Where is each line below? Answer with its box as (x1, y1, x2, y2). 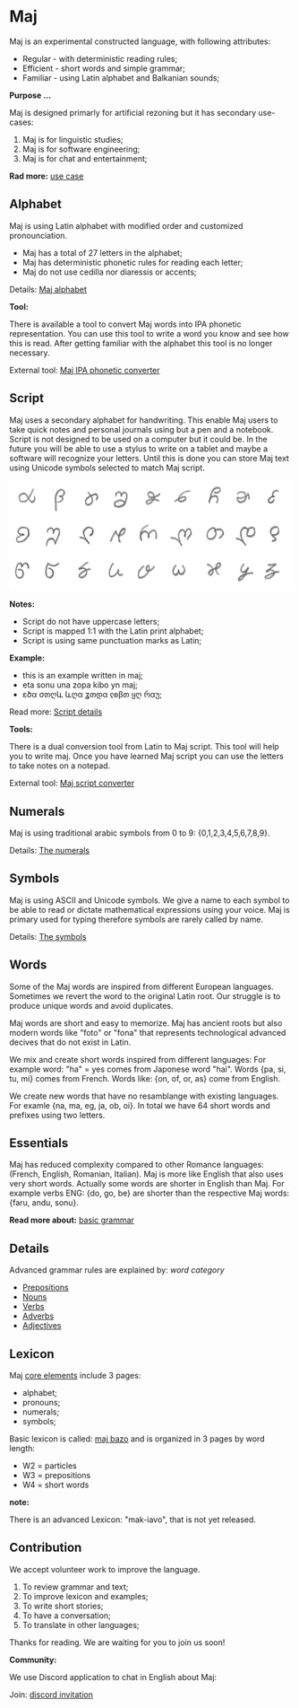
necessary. (9, 347, 51, 358)
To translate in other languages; (21, 1619, 141, 1630)
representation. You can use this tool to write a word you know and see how (9, 328, 289, 338)
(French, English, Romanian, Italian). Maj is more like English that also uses (9, 1169, 284, 1179)
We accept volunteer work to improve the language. (9, 1563, 201, 1574)
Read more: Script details (9, 706, 103, 717)
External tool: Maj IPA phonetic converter (9, 364, 160, 375)
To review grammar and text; (21, 1581, 129, 1592)
